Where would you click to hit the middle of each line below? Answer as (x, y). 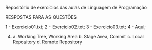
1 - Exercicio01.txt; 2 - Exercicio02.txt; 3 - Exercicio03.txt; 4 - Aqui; (76, 27)
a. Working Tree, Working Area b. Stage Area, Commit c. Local (78, 37)
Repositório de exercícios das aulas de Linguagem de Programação (76, 7)
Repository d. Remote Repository (47, 42)
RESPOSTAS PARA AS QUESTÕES (41, 17)
